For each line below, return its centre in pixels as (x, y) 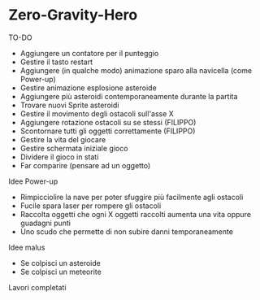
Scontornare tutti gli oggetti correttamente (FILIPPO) (108, 131)
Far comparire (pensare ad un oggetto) (85, 165)
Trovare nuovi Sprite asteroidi (69, 105)
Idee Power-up (33, 181)
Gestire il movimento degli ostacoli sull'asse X (97, 113)
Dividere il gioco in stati (59, 157)
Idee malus (27, 247)
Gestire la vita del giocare (63, 139)
